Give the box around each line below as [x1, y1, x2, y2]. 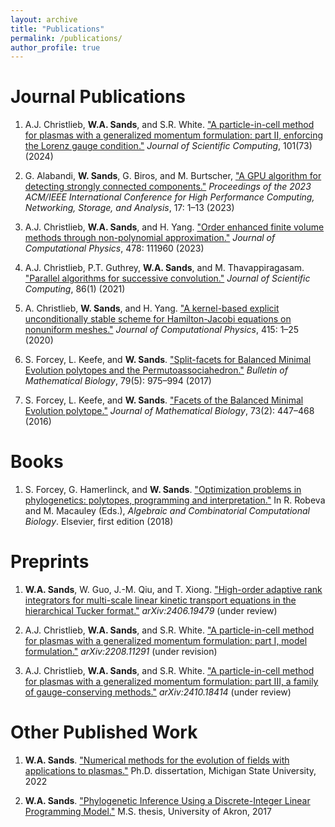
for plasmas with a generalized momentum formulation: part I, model [24, 635, 308, 647]
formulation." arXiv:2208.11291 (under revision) [24, 646, 218, 658]
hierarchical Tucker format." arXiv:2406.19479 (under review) [24, 605, 278, 617]
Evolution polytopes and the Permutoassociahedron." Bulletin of [24, 364, 288, 376]
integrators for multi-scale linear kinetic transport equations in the [24, 594, 297, 606]
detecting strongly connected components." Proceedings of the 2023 [24, 181, 312, 193]
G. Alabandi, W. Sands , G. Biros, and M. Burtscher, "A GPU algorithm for [24, 170, 322, 182]
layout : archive [10, 14, 78, 25]
